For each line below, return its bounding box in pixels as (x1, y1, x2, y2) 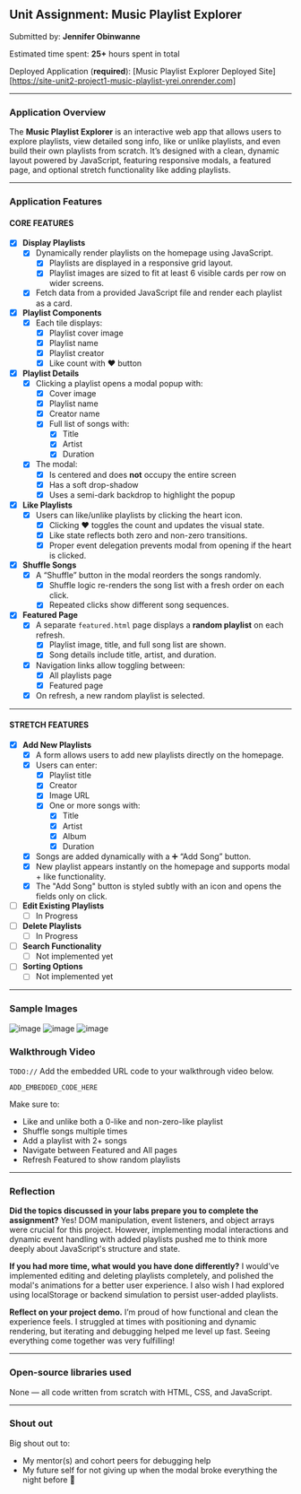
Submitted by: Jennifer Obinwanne (9, 30, 141, 41)
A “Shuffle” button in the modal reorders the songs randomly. (35, 569, 262, 581)
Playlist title (48, 770, 92, 781)
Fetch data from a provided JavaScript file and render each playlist (35, 287, 282, 299)
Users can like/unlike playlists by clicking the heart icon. (35, 509, 244, 520)
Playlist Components (21, 307, 102, 317)
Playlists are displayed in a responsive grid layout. (48, 257, 234, 268)
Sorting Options (21, 961, 83, 972)
